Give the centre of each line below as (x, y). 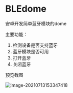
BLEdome (26, 9)
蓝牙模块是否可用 (31, 51)
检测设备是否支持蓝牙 (35, 45)
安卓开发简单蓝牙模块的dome (36, 23)
